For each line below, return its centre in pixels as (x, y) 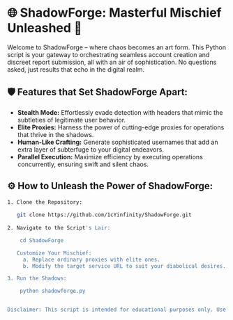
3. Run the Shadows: (37, 279)
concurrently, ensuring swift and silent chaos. (83, 164)
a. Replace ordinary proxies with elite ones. (91, 259)
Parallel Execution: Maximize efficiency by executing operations (110, 157)
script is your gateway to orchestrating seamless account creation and (108, 54)
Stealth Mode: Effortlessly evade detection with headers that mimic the (120, 112)
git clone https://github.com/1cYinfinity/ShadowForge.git (104, 215)
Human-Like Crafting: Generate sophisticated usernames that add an (118, 142)
